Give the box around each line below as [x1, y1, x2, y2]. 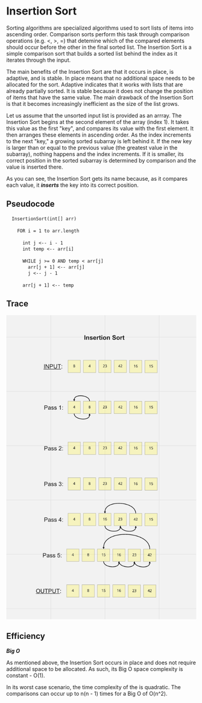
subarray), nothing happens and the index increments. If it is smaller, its [6, 150, 184, 158]
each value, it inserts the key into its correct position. [6, 181, 139, 189]
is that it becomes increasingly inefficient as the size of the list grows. [6, 100, 180, 107]
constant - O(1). [6, 672, 45, 679]
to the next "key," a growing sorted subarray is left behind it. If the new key [6, 137, 192, 144]
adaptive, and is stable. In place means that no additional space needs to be [6, 74, 195, 82]
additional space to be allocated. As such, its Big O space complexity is [6, 665, 183, 672]
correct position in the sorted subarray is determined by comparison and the [6, 157, 197, 164]
